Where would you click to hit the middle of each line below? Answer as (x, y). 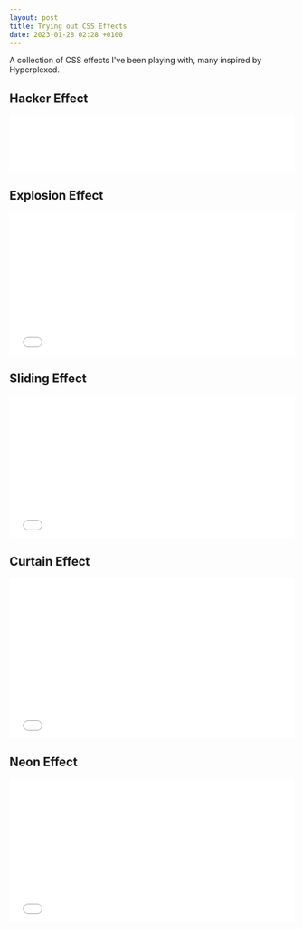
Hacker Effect (49, 98)
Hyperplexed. (35, 70)
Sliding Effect (48, 379)
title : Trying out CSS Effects (68, 26)
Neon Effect (44, 762)
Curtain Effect (50, 562)
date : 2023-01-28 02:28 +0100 (66, 34)
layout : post (34, 18)
